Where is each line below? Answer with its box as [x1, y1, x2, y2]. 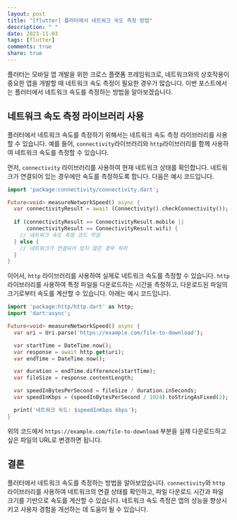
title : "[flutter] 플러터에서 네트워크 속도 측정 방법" [7, 17, 153, 24]
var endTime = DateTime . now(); [13, 355, 106, 362]
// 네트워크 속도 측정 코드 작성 [20, 231, 101, 239]
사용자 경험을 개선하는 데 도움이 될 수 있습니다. [20, 504, 148, 513]
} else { [13, 238, 39, 245]
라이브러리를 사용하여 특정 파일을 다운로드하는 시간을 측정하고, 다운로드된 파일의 [7, 280, 228, 289]
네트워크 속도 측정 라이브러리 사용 [7, 110, 145, 122]
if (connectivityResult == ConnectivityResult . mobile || [13, 218, 185, 226]
